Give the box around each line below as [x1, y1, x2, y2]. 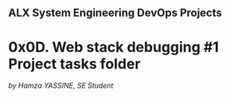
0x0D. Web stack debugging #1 [8, 38, 219, 56]
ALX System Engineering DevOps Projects [8, 6, 223, 20]
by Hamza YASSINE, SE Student [8, 81, 114, 90]
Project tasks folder [8, 55, 141, 73]
